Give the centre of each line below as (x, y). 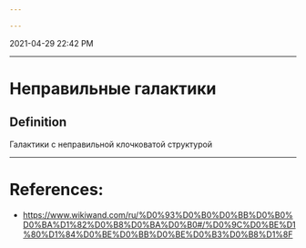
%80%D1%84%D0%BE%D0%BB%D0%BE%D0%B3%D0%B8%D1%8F (158, 234)
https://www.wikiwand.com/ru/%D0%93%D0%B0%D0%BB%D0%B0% (158, 214)
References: (56, 189)
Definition (38, 123)
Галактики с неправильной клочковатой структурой (111, 144)
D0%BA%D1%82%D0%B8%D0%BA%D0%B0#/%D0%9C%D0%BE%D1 (159, 224)
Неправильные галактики (113, 88)
